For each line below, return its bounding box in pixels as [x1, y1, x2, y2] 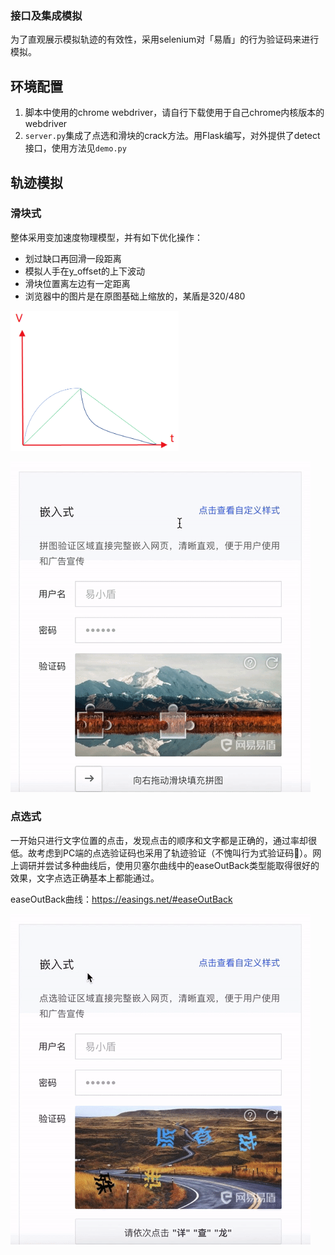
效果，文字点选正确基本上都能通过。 [10, 872, 160, 884]
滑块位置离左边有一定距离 [24, 277, 131, 289]
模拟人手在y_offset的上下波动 [24, 265, 145, 277]
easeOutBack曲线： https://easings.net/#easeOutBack [10, 893, 233, 905]
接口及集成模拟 [10, 8, 83, 22]
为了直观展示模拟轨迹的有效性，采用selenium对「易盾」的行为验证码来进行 [10, 33, 320, 46]
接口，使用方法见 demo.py [24, 142, 127, 154]
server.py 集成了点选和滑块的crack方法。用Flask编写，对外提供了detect [24, 130, 321, 142]
